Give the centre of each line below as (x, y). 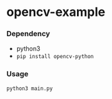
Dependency (29, 34)
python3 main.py (30, 88)
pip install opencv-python (55, 57)
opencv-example (56, 12)
